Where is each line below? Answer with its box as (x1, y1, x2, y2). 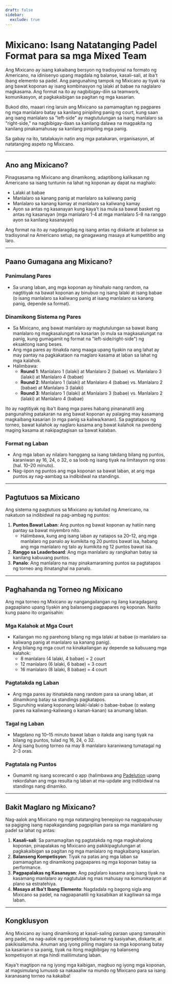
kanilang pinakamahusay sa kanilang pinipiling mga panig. (5, 126, 128, 132)
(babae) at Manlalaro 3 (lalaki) (20, 385, 84, 391)
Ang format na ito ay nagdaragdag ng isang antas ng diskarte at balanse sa (5, 227, 164, 233)
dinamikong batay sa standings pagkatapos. (12, 696, 106, 703)
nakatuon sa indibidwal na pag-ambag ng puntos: (5, 512, 110, 518)
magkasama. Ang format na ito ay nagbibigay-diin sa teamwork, (5, 89, 140, 95)
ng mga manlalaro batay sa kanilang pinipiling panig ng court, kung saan (5, 110, 158, 116)
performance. (12, 864, 42, 870)
